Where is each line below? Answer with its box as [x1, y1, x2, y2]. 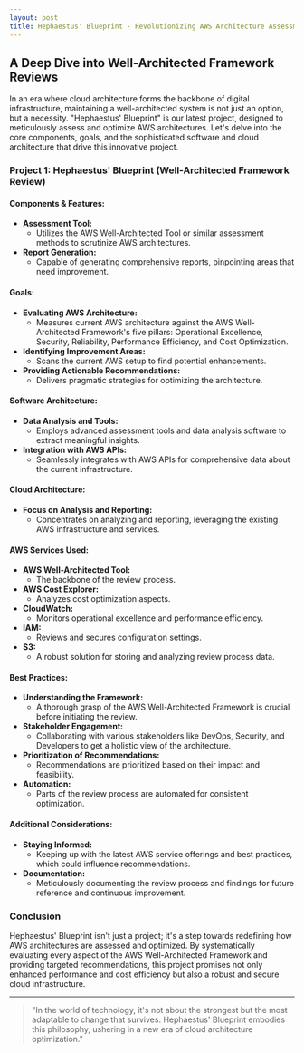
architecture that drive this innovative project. [9, 141, 179, 152]
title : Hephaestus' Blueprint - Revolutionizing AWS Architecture [9, 22, 265, 31]
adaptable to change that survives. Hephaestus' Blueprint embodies [31, 1014, 286, 1025]
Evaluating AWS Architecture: [22, 307, 138, 318]
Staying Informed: [22, 839, 93, 850]
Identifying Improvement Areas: [22, 345, 147, 356]
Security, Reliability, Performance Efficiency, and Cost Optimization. [35, 336, 289, 347]
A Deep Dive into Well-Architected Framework [9, 55, 275, 71]
